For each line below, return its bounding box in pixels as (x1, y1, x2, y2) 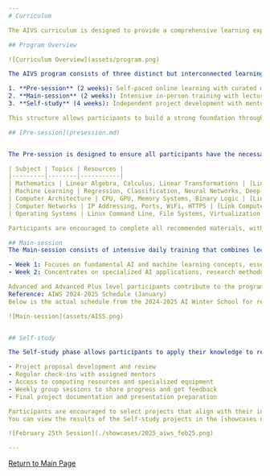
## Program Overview (8, 41, 78, 49)
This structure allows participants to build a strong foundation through (8, 114, 264, 122)
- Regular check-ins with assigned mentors (8, 370, 157, 379)
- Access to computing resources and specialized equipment (8, 378, 215, 386)
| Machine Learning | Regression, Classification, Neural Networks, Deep (8, 187, 261, 196)
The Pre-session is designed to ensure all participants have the (8, 150, 235, 158)
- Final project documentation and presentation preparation (8, 392, 218, 401)
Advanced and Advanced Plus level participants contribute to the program (8, 283, 264, 291)
